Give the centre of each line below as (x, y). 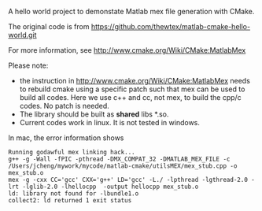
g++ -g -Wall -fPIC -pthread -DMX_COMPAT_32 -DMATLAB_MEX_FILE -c (119, 159)
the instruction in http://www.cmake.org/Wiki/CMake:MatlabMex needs (135, 81)
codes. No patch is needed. (65, 106)
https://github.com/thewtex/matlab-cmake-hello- (170, 26)
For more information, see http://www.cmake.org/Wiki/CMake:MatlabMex (127, 50)
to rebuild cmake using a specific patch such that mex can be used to (132, 89)
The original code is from (49, 26)
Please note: (28, 65)
